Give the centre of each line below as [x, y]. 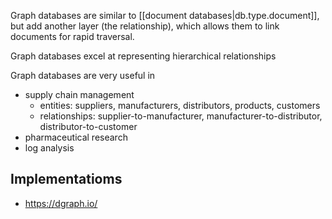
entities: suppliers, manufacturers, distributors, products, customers [180, 105]
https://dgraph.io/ [61, 203]
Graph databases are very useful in [83, 75]
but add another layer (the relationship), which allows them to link [145, 26]
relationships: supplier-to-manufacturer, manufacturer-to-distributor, [181, 116]
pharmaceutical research [76, 137]
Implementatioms [66, 179]
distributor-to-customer [88, 126]
